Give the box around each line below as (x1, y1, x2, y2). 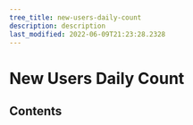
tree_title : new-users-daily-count (9, 12, 142, 22)
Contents (9, 104, 63, 119)
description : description (9, 21, 105, 30)
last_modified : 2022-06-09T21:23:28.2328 (9, 29, 166, 38)
